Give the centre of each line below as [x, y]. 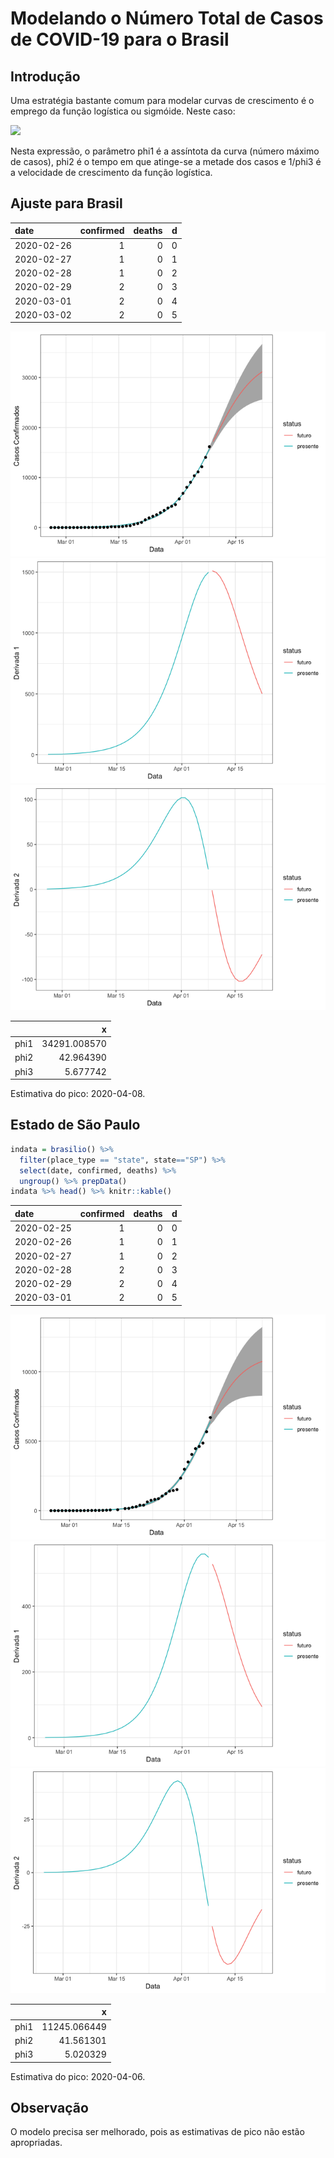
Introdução [45, 76]
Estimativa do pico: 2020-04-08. [78, 1094]
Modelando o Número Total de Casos [167, 18]
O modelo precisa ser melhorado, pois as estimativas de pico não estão [157, 2132]
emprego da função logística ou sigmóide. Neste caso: [123, 111]
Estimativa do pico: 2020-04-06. [78, 2076]
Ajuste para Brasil [66, 203]
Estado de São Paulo [75, 1125]
